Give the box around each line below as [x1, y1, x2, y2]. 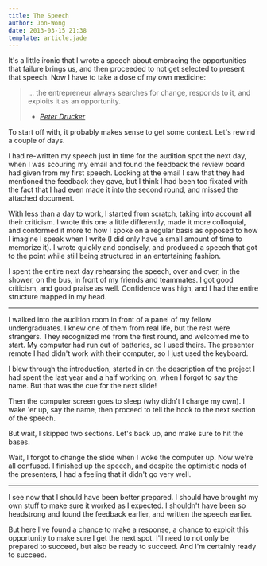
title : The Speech [8, 11, 69, 20]
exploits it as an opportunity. [27, 96, 122, 106]
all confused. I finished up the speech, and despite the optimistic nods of [8, 461, 247, 470]
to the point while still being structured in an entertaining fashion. [8, 252, 221, 261]
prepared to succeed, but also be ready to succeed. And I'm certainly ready [8, 542, 257, 552]
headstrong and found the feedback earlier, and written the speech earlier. [8, 509, 253, 519]
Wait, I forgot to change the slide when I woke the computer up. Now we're [8, 453, 253, 463]
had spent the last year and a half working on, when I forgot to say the [8, 373, 238, 382]
